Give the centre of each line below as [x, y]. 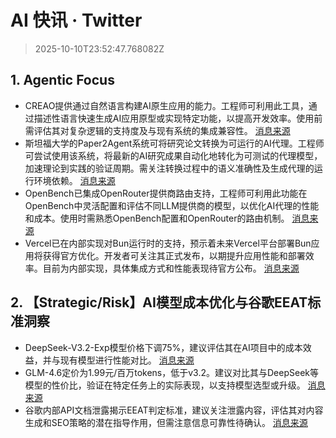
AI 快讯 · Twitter [76, 20]
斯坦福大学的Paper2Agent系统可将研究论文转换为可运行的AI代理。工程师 [174, 143]
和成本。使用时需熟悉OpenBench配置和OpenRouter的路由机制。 [157, 218]
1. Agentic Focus [62, 80]
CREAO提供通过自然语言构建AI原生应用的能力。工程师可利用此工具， [166, 105]
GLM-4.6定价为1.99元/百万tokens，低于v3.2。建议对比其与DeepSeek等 [172, 372]
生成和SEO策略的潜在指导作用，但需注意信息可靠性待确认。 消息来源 [166, 422]
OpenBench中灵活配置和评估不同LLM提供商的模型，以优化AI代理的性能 [172, 205]
